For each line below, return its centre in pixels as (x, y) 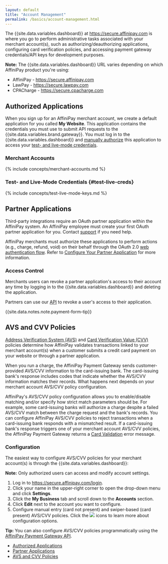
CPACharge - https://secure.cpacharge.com (58, 91)
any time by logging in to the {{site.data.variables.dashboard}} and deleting (83, 287)
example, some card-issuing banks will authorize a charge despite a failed (82, 407)
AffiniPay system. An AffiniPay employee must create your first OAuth (77, 226)
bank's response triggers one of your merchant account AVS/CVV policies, (82, 429)
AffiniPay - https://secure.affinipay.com (53, 80)
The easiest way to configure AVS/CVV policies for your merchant (73, 458)
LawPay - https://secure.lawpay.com (50, 85)
